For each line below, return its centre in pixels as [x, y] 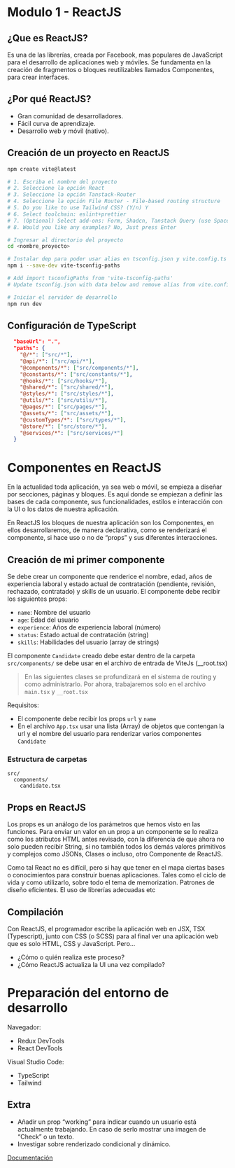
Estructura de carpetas [47, 759]
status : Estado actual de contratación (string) [83, 635]
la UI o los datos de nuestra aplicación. [63, 509]
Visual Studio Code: [36, 1062]
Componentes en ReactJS [85, 467]
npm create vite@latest [42, 169]
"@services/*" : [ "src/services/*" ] [72, 433]
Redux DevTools [41, 1041]
